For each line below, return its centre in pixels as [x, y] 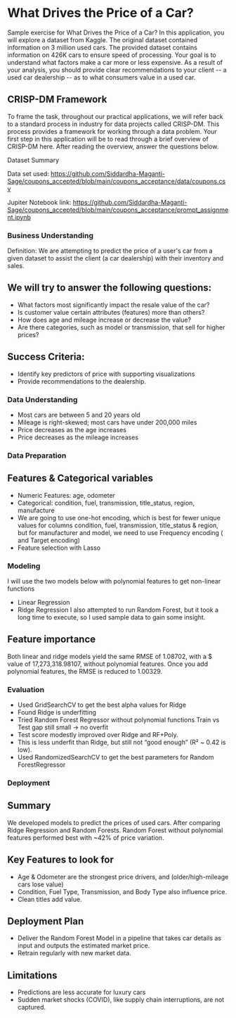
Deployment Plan [46, 921]
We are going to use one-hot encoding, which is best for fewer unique [119, 517]
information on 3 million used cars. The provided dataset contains [103, 47]
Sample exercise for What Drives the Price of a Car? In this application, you [116, 32]
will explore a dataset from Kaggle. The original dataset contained [103, 39]
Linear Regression [44, 602]
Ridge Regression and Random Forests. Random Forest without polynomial [115, 830]
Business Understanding [50, 235]
